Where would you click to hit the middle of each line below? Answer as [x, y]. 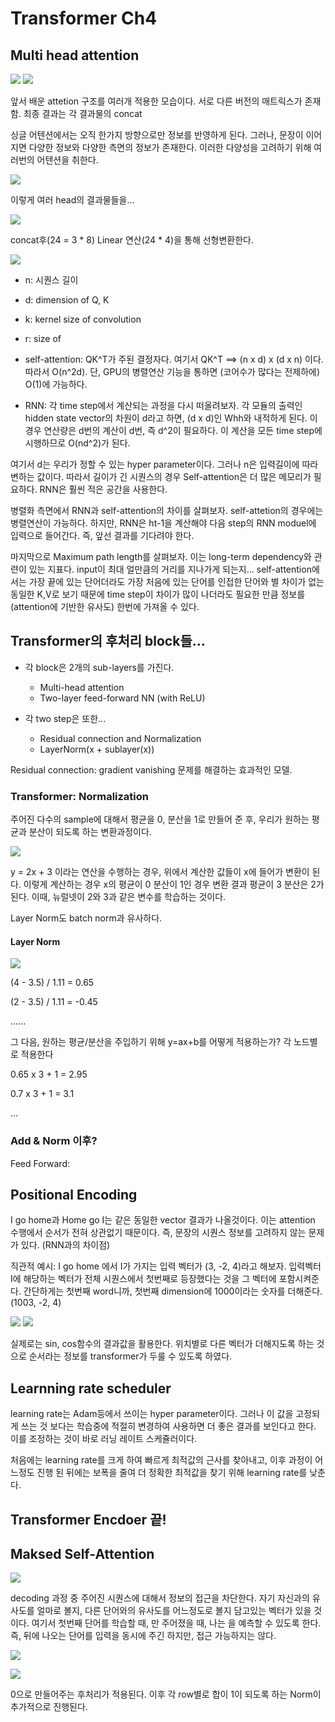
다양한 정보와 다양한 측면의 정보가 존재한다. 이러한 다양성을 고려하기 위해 [170, 147]
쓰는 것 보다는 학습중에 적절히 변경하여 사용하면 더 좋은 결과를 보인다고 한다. [168, 1426]
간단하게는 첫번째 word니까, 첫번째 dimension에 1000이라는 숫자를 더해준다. [173, 1291]
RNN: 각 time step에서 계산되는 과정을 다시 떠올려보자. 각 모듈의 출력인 [163, 405]
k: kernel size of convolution [83, 319]
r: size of [43, 338]
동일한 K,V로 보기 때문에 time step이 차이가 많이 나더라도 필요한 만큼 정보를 [158, 594]
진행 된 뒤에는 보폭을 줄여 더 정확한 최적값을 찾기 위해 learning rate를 [172, 1473]
